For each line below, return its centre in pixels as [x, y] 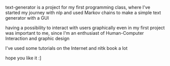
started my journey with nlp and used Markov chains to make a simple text [83, 13]
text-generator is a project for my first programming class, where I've [78, 7]
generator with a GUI [27, 18]
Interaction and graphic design [37, 38]
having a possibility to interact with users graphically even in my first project [85, 28]
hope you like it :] [23, 58]
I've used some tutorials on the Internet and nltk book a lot [66, 48]
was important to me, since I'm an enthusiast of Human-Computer [75, 33]
